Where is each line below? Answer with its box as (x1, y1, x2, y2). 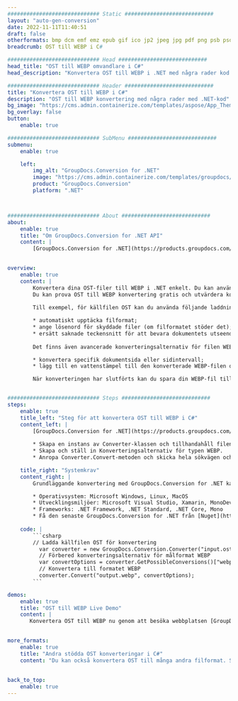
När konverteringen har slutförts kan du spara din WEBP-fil (33, 375, 217, 383)
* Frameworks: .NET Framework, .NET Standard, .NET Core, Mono (33, 506, 223, 513)
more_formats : (7, 637, 50, 644)
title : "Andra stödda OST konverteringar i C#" (20, 650, 163, 657)
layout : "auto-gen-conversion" (7, 17, 100, 24)
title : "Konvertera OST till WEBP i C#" (7, 89, 129, 96)
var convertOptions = (38, 558, 103, 566)
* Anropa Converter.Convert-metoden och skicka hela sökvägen (33, 454, 220, 461)
